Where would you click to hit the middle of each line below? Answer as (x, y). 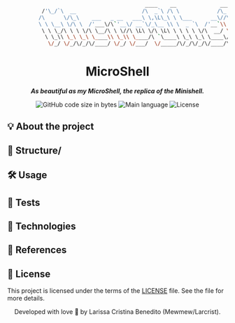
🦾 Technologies (42, 227)
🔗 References (37, 250)
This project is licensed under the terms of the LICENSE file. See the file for (115, 291)
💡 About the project (51, 126)
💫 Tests (24, 202)
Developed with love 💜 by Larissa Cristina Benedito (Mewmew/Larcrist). (117, 312)
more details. (26, 298)
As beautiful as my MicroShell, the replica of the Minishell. (117, 91)
